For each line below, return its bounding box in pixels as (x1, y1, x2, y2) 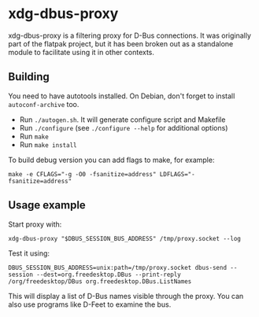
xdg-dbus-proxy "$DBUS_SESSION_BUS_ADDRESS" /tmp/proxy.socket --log (8, 234, 242, 242)
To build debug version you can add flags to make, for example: (8, 155, 215, 164)
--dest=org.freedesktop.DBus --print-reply (36, 271, 181, 278)
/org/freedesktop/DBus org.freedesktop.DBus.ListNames (8, 277, 192, 286)
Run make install (19, 139, 77, 149)
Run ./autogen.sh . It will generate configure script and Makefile (19, 115, 226, 124)
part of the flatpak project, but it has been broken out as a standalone (8, 39, 234, 48)
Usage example (8, 198, 87, 212)
